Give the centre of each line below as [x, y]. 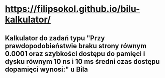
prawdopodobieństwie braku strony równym [76, 46]
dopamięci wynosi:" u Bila [47, 69]
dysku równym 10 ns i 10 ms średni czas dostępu [83, 61]
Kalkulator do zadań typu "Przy [55, 38]
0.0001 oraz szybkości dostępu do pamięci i [75, 53]
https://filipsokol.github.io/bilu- [73, 9]
